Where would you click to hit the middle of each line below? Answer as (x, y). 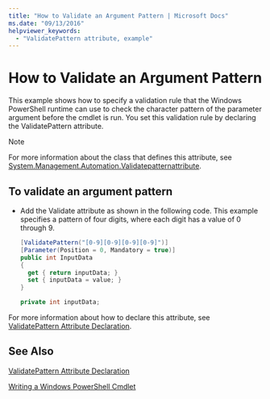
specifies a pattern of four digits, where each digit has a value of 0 (131, 219)
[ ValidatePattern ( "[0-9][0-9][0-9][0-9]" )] (94, 243)
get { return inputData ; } (73, 272)
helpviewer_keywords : (45, 31)
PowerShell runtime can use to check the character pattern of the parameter (135, 109)
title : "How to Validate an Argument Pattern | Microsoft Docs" (118, 16)
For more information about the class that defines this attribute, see (120, 157)
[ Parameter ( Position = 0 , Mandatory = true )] (98, 250)
